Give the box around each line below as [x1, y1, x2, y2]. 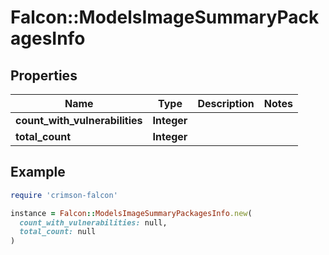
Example [10, 164, 66, 181]
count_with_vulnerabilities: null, [19, 217, 168, 228]
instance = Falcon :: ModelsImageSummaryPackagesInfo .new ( [10, 208, 253, 218]
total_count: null [19, 227, 97, 237]
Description [197, 97, 255, 110]
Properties [10, 67, 78, 84]
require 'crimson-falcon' [10, 190, 118, 200]
